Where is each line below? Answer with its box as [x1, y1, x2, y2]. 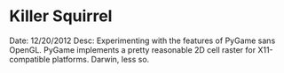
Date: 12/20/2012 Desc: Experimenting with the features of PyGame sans [9, 35, 276, 46]
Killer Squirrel [9, 6, 113, 26]
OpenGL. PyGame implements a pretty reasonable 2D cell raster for [9, 44, 256, 55]
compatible [9, 54, 51, 64]
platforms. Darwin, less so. [51, 54, 150, 64]
